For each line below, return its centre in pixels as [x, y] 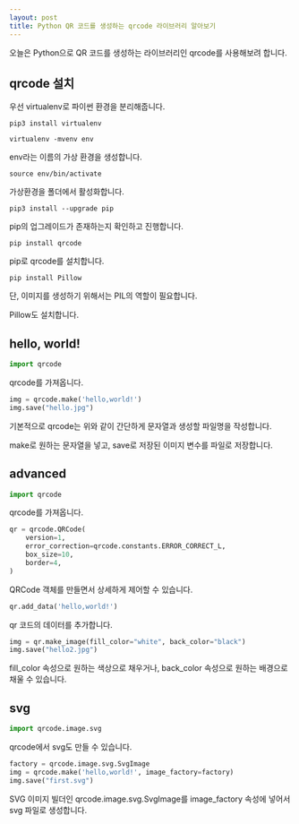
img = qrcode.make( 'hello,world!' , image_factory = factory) [122, 772]
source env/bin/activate [56, 174]
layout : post [34, 17]
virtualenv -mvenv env [51, 140]
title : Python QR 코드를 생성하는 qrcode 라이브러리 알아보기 [113, 26]
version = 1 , [46, 538]
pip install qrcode [46, 244]
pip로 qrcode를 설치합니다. [57, 262]
